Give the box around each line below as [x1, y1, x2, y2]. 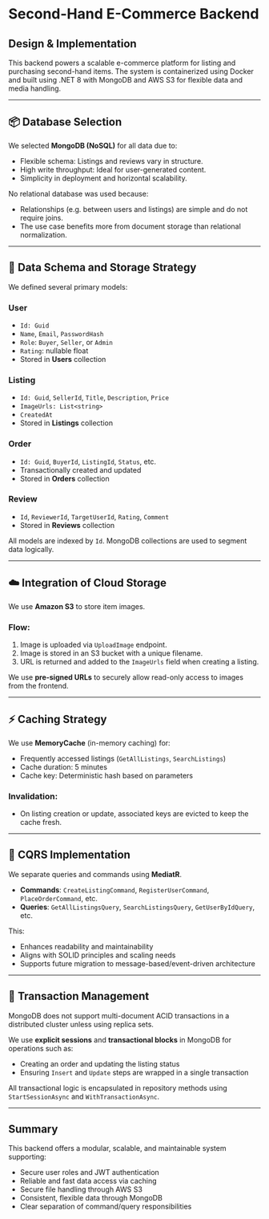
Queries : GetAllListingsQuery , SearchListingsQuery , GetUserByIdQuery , [19, 902, 255, 912]
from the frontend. [8, 681, 70, 690]
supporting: [8, 1152, 46, 1162]
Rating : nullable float [19, 346, 89, 356]
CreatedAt [19, 411, 54, 420]
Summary [8, 1123, 58, 1136]
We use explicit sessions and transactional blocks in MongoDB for [8, 1034, 232, 1044]
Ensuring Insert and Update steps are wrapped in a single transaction [19, 1067, 249, 1077]
